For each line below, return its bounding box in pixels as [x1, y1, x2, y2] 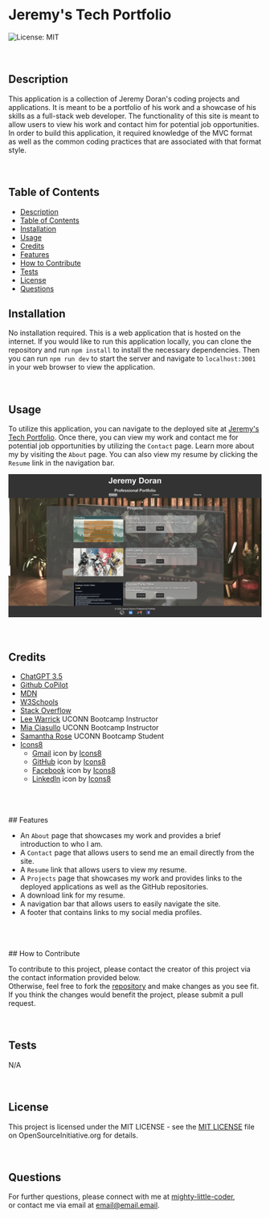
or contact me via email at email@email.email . [8, 1200, 160, 1210]
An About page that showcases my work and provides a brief [19, 830, 221, 840]
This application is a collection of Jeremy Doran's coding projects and [8, 94, 240, 104]
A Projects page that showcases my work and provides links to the [19, 873, 243, 883]
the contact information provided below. [8, 972, 141, 982]
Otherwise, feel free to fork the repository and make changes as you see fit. [8, 981, 260, 991]
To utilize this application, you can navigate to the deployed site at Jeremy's [8, 424, 260, 434]
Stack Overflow [19, 705, 72, 715]
